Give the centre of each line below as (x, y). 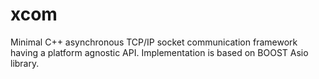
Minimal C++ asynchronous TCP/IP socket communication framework (154, 42)
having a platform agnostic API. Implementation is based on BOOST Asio (159, 52)
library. (25, 63)
